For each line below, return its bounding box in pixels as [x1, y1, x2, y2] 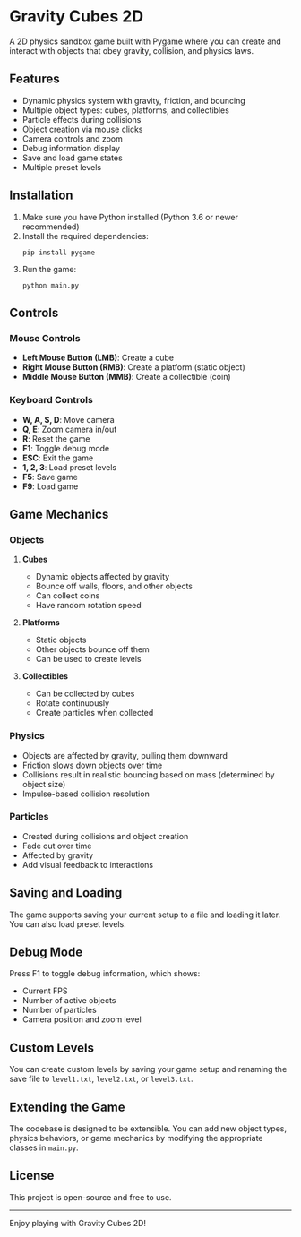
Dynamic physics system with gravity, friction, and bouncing [21, 95, 246, 106]
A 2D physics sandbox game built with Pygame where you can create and [9, 36, 282, 47]
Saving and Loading [9, 885, 123, 901]
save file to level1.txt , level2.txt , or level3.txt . [9, 1073, 193, 1085]
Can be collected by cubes [35, 688, 135, 700]
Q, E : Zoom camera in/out [21, 424, 117, 434]
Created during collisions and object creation [21, 830, 189, 841]
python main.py [21, 280, 80, 290]
